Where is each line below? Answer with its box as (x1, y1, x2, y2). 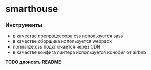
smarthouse (5, 3, 58, 15)
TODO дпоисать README (5, 59, 61, 65)
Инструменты (5, 21, 42, 29)
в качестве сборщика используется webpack (12, 38, 112, 44)
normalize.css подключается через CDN (12, 44, 101, 50)
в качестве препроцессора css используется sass (12, 33, 123, 39)
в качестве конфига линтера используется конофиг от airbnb (12, 49, 146, 55)
